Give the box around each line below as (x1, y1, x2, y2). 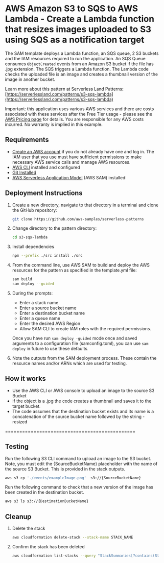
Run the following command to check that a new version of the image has (5, 484, 153, 490)
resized (12, 418, 28, 424)
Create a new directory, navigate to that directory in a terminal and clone (12, 202, 159, 208)
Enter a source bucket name (19, 305, 77, 311)
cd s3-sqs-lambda (12, 235, 48, 240)
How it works (5, 374, 46, 383)
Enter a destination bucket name (19, 310, 85, 316)
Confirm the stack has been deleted (12, 544, 85, 549)
